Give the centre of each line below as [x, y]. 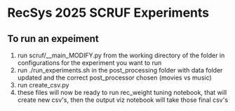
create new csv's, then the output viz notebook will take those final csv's [123, 100]
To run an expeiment [53, 39]
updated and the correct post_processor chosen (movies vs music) [114, 77]
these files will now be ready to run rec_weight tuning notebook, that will [122, 92]
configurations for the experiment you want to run [89, 63]
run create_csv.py [43, 85]
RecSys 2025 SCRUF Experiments [108, 13]
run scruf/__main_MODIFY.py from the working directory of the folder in [121, 55]
